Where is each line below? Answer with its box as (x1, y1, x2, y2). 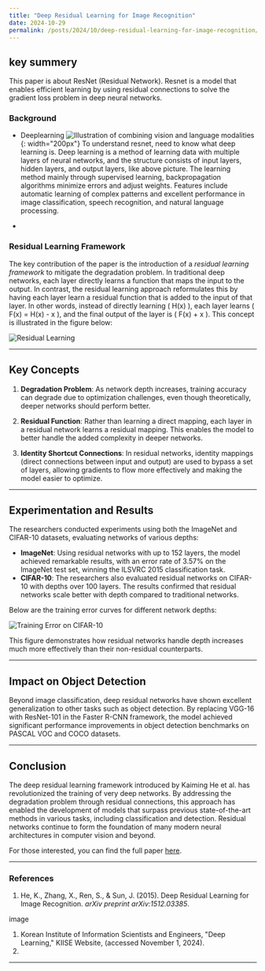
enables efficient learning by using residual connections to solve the (9, 84, 230, 95)
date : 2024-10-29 (9, 19, 66, 27)
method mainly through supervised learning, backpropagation (20, 173, 222, 182)
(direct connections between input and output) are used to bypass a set (20, 457, 253, 466)
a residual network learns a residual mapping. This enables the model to (20, 424, 254, 434)
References (9, 872, 54, 883)
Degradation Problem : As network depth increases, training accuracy (20, 384, 247, 394)
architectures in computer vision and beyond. (9, 831, 156, 840)
